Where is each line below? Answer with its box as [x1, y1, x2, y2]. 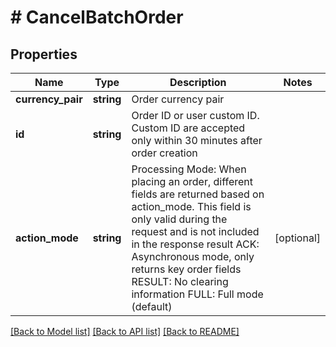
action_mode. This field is [131, 200, 252, 213]
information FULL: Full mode [131, 287, 264, 301]
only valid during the [131, 212, 228, 226]
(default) [131, 300, 173, 313]
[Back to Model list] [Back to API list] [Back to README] [10, 326, 240, 337]
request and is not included [131, 225, 260, 238]
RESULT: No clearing [131, 275, 229, 288]
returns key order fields [131, 262, 242, 276]
